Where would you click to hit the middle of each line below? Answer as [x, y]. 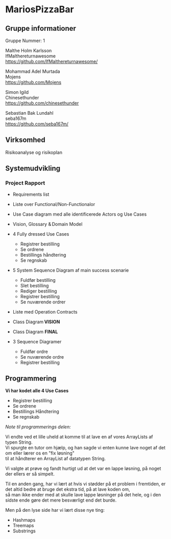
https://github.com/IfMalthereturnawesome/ [52, 61]
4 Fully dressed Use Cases [41, 234]
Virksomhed [26, 140]
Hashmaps [24, 520]
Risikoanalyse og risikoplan [34, 152]
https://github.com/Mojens [33, 82]
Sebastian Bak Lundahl [29, 113]
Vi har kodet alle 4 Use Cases [37, 391]
